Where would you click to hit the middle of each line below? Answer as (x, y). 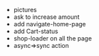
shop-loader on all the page (53, 38)
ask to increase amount (46, 17)
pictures (25, 10)
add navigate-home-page (50, 24)
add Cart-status (36, 31)
